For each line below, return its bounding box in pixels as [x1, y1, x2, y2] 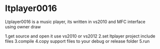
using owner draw [5, 24, 41, 29]
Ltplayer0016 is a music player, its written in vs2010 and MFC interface [5, 19, 146, 24]
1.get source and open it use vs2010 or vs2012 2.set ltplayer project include [5, 33, 156, 39]
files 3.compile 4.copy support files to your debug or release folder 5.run [5, 38, 150, 44]
